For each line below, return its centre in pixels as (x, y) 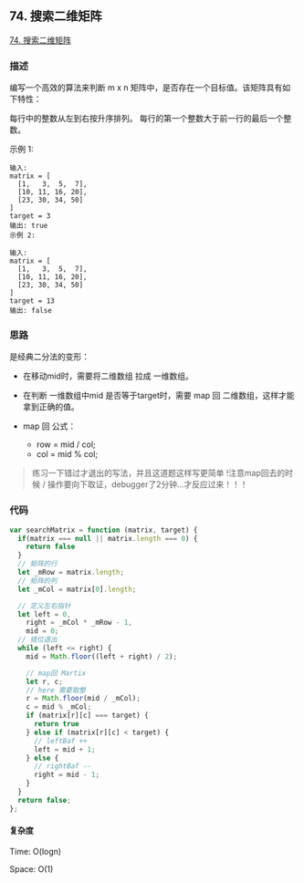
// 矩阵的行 (37, 564)
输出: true (29, 226)
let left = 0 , (44, 614)
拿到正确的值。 (51, 407)
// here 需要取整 (56, 690)
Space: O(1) (31, 868)
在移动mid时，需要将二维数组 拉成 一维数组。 (108, 376)
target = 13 (32, 301)
